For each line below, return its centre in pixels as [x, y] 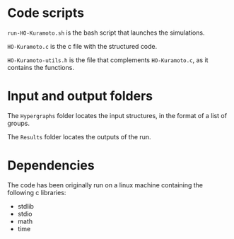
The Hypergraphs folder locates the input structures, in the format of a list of [117, 115]
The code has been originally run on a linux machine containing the [105, 185]
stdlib [25, 206]
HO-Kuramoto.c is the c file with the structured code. [82, 46]
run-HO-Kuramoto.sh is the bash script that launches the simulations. [106, 33]
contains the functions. [41, 67]
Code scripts [46, 13]
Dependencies [51, 166]
